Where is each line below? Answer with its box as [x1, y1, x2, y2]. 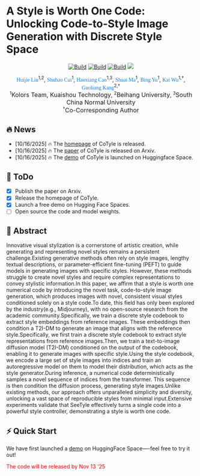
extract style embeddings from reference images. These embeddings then [6, 319, 190, 326]
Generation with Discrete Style [6, 30, 162, 43]
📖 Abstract [6, 225, 47, 236]
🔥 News [6, 124, 36, 135]
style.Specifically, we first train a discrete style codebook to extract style [6, 331, 187, 338]
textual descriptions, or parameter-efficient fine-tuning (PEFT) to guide [6, 261, 182, 268]
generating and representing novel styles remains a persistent [6, 248, 160, 255]
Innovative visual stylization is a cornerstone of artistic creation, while [6, 242, 179, 249]
